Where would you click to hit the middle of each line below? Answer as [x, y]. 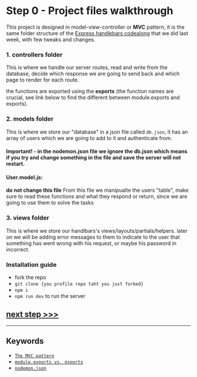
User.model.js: [24, 177]
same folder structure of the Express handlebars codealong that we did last [97, 33]
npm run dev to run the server [50, 296]
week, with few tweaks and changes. [51, 39]
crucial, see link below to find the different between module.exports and [93, 97]
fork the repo [30, 277]
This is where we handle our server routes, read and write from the [87, 67]
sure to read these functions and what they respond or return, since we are [97, 196]
